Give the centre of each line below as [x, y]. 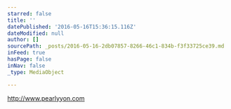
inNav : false [26, 66]
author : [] [23, 40]
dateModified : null [36, 33]
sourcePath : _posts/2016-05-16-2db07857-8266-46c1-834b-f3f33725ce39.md [116, 46]
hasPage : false [29, 59]
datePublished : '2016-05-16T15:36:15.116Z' [72, 27]
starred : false [29, 14]
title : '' [22, 20]
